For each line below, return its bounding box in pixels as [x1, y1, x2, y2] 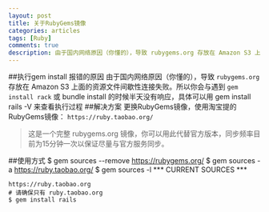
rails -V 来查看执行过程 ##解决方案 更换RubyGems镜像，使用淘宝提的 [8, 102, 237, 111]
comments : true [8, 42, 59, 50]
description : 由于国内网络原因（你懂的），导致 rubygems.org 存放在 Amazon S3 [8, 49, 251, 57]
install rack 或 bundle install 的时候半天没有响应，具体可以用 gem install [8, 92, 251, 101]
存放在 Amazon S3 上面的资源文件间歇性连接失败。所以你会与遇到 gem [8, 82, 239, 91]
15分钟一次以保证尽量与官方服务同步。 [42, 139, 169, 148]
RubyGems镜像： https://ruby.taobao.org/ [8, 112, 154, 121]
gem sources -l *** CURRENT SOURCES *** [101, 165, 247, 174]
